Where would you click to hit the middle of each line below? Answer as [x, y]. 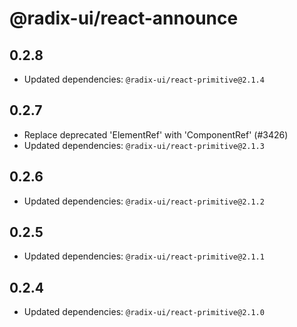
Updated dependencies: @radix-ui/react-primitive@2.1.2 [144, 201]
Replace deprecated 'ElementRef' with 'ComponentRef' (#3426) [156, 134]
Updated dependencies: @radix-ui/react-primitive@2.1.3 [144, 145]
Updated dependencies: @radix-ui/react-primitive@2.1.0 [144, 312]
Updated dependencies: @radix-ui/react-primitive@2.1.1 [144, 256]
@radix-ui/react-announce [124, 18]
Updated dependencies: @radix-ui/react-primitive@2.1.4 [144, 79]
